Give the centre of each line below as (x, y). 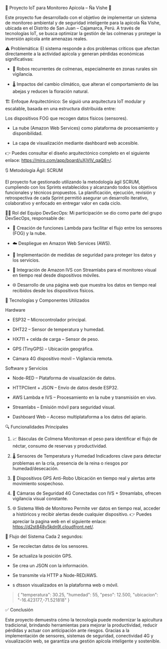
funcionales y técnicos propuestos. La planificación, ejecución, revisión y (81, 192)
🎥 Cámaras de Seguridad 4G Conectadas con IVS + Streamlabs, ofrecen (87, 493)
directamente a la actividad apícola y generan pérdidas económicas (75, 54)
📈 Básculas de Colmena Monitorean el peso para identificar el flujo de (85, 439)
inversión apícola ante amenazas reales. (46, 39)
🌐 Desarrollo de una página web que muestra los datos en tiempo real (84, 285)
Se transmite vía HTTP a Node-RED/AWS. (55, 575)
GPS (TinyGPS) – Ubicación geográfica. (53, 349)
